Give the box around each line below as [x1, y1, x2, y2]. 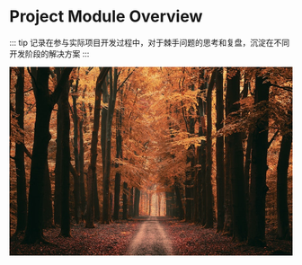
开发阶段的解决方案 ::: [9, 48, 90, 59]
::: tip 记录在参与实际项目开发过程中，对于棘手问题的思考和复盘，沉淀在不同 [9, 37, 290, 48]
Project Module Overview [9, 6, 203, 27]
